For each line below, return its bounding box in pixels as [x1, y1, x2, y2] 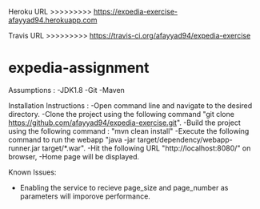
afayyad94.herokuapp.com [8, 15, 98, 25]
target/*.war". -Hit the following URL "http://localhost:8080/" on [42, 143, 251, 153]
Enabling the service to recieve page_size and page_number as [19, 183, 229, 192]
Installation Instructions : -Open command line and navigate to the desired [8, 100, 253, 111]
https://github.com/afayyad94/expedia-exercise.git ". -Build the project [8, 118, 242, 127]
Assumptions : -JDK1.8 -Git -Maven [8, 85, 126, 94]
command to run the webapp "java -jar [8, 135, 136, 144]
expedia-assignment [8, 59, 150, 77]
